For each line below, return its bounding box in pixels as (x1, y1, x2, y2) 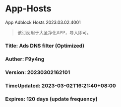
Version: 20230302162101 (5, 69, 70, 76)
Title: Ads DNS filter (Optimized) (5, 42, 85, 49)
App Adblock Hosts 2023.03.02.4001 (5, 19, 81, 25)
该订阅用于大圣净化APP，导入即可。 (17, 29, 92, 35)
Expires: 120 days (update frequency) (5, 95, 98, 102)
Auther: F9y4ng (5, 55, 45, 62)
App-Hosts (5, 3, 52, 14)
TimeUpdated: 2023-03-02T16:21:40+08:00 (5, 82, 117, 89)
